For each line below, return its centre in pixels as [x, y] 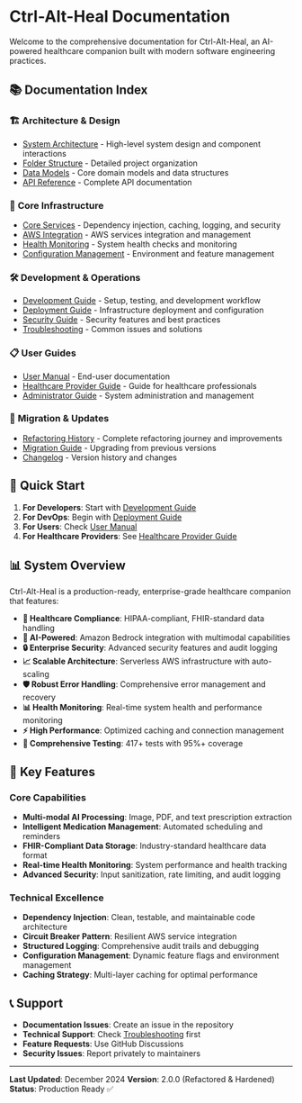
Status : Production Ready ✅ [62, 1089]
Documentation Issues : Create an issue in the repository [128, 1025]
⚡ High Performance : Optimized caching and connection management [153, 730]
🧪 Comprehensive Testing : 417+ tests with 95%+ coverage [133, 744]
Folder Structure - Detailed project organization [110, 163]
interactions [44, 153]
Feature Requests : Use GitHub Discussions [103, 1044]
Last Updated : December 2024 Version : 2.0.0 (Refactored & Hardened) [142, 1080]
